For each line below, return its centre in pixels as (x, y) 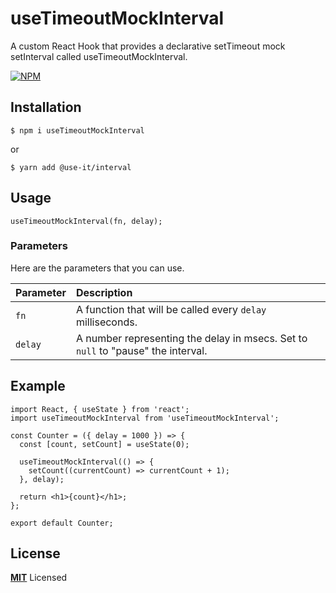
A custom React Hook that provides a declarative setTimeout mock (148, 46)
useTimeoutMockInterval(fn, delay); (86, 221)
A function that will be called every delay (171, 309)
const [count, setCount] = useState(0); (104, 444)
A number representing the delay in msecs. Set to (191, 338)
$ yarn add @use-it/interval (71, 167)
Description (104, 292)
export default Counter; (62, 523)
